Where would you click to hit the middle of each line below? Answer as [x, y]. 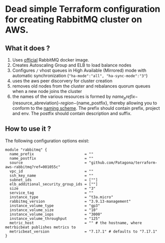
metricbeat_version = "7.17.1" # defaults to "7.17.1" [83, 231]
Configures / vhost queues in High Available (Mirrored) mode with [79, 70]
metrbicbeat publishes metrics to [41, 227]
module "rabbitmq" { [26, 150]
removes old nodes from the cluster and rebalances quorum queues [81, 86]
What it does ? [28, 48]
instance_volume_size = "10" [54, 210]
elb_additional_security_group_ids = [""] [54, 184]
